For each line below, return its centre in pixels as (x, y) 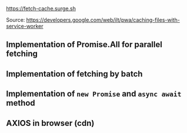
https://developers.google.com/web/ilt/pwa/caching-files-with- (103, 20)
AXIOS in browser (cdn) (50, 123)
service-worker (25, 26)
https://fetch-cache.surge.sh (41, 9)
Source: (16, 20)
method (21, 103)
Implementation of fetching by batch (74, 74)
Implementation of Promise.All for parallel (84, 44)
